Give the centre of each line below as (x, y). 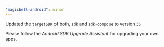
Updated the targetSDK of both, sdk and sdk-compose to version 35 (73, 24)
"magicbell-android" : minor (35, 10)
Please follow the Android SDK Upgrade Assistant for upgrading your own (82, 33)
